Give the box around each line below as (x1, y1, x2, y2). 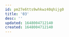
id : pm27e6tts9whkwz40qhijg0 (5, 7, 64, 12)
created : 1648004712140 (5, 25, 53, 30)
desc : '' (5, 16, 23, 21)
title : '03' (5, 12, 29, 16)
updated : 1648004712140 (5, 20, 53, 25)
